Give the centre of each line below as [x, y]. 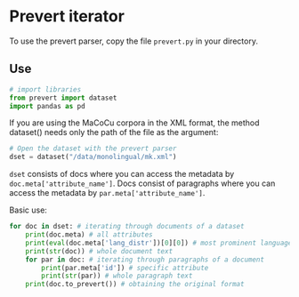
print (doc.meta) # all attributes [89, 235]
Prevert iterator [67, 16]
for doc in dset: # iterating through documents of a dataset [127, 227]
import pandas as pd [48, 106]
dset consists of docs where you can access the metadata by [122, 174]
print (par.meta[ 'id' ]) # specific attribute [125, 268]
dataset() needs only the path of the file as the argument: [114, 132]
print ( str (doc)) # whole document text [99, 251]
